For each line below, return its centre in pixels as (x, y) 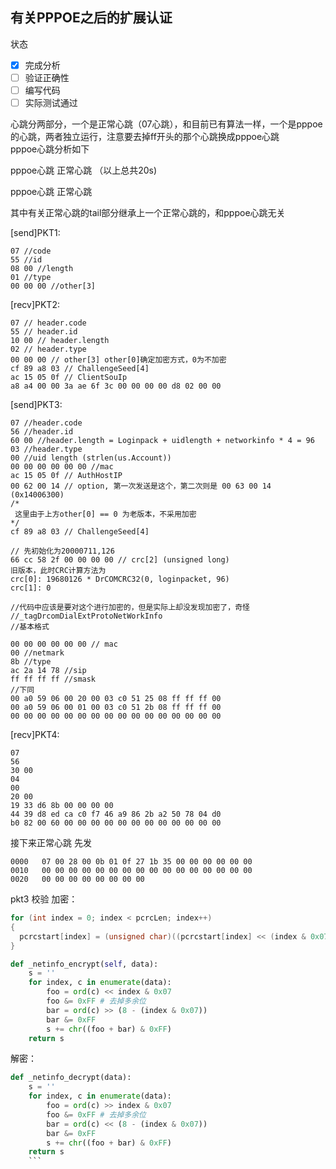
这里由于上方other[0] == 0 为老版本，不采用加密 (105, 514)
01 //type (31, 278)
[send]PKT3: (36, 405)
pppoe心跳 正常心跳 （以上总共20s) (84, 170)
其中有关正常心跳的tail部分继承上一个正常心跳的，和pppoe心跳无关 (148, 213)
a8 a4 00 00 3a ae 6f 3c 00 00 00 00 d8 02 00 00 (116, 386)
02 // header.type (48, 349)
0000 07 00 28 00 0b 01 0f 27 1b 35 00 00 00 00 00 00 (131, 862)
